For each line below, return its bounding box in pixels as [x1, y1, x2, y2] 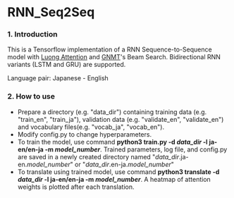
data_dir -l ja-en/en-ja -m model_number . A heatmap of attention [17, 175, 211, 183]
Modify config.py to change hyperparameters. [17, 130, 152, 138]
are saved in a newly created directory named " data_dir [17, 152, 180, 161]
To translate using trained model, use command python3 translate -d [17, 167, 220, 176]
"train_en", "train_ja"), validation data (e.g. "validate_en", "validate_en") [17, 115, 224, 123]
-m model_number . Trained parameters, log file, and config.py [44, 145, 228, 154]
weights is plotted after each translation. [17, 182, 135, 191]
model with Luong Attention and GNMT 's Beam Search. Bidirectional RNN [7, 53, 221, 61]
